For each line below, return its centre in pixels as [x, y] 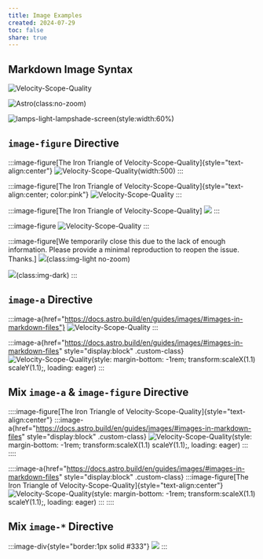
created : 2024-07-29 [42, 23]
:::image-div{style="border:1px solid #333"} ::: [88, 546]
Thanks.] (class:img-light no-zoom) [69, 259]
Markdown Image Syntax [71, 69]
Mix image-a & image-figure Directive [99, 392]
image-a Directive [51, 300]
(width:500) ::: [161, 171]
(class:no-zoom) [60, 104]
